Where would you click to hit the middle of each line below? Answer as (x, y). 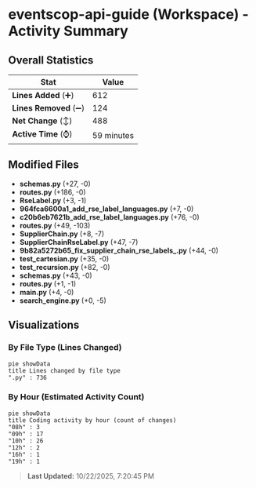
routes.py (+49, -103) (55, 225)
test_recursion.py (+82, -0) (65, 267)
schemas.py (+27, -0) (55, 184)
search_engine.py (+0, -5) (63, 300)
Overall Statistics (51, 60)
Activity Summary (69, 31)
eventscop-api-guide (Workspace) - (128, 15)
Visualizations (44, 325)
